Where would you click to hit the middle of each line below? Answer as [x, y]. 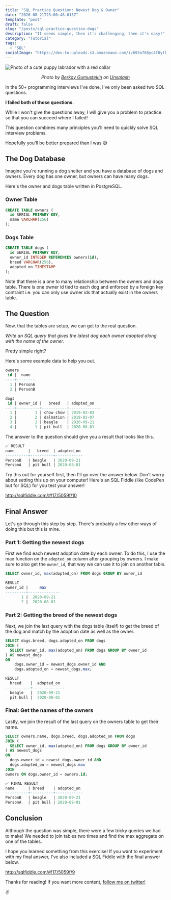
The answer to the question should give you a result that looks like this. [80, 436]
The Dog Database [35, 159]
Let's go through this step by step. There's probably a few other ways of [81, 524]
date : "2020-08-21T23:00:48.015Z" [42, 15]
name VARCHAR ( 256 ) [30, 220]
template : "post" [24, 19]
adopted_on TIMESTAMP [33, 267]
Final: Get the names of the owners [49, 710]
